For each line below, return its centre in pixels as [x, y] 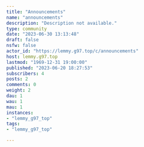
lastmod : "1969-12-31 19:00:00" [47, 62]
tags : [13, 124]
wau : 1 [14, 101]
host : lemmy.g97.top [32, 57]
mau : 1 [14, 107]
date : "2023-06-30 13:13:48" [43, 34]
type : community [27, 29]
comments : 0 [21, 85]
